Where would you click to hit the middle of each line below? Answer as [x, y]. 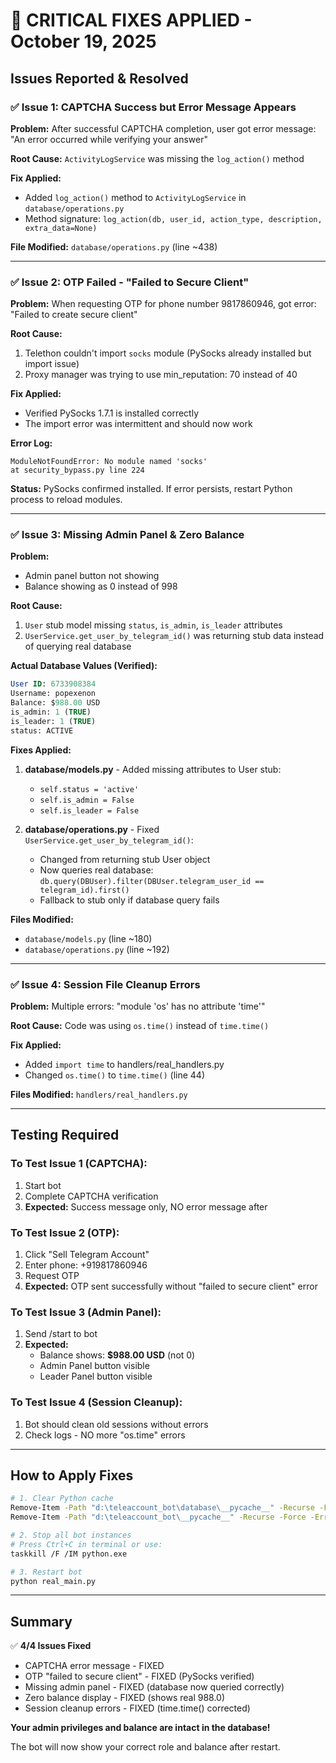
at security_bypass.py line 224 [77, 470]
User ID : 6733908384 [53, 684]
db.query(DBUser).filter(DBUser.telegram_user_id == [152, 881]
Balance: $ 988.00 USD [55, 703]
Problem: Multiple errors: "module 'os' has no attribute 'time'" [138, 1006]
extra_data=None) [61, 228]
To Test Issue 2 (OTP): [65, 1232]
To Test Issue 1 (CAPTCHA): [79, 1164]
